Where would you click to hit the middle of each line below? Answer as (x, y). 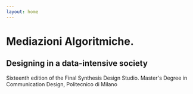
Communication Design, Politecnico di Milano (62, 84)
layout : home (22, 12)
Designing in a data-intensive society (77, 63)
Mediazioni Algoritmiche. (70, 41)
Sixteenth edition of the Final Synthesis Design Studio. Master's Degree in (97, 78)
